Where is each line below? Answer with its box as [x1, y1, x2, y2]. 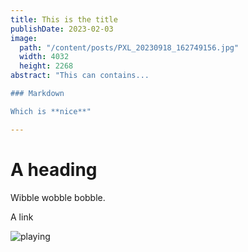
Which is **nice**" [10, 106, 92, 116]
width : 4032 [19, 52, 70, 62]
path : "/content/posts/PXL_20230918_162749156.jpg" [19, 42, 240, 53]
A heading [10, 158, 98, 181]
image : [10, 33, 38, 43]
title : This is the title [10, 14, 118, 25]
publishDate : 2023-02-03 [10, 24, 114, 34]
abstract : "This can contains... [10, 71, 150, 81]
